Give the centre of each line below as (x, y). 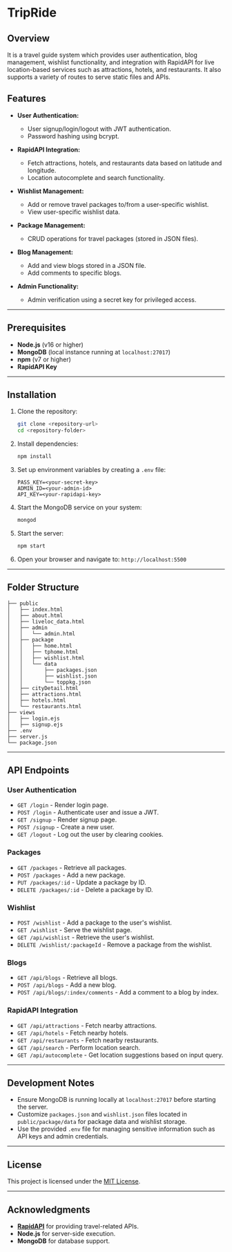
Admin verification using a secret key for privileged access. (112, 300)
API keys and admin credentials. (63, 1136)
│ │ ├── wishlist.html (46, 658)
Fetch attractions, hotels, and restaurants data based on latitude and (125, 163)
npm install (34, 457)
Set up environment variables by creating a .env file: (91, 470)
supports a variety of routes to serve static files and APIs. (89, 77)
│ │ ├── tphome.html (43, 652)
